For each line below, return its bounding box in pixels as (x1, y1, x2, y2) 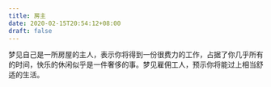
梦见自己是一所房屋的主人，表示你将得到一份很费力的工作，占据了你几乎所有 (8, 50, 264, 60)
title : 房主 (8, 11, 46, 20)
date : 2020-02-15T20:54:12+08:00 (8, 19, 121, 27)
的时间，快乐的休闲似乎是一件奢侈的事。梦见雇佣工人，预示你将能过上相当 (8, 60, 256, 69)
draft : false (8, 27, 53, 35)
